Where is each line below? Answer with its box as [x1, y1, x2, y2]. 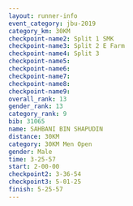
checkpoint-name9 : [8, 87, 71, 96]
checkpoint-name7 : [8, 72, 71, 80]
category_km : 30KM [8, 27, 71, 35]
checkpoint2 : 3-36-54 [8, 170, 82, 178]
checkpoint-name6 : [8, 65, 71, 73]
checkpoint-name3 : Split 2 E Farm [8, 42, 126, 50]
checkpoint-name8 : [8, 79, 71, 88]
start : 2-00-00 [8, 163, 60, 171]
